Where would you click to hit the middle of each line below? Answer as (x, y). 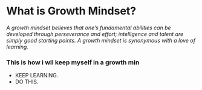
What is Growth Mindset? (71, 11)
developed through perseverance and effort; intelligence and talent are (95, 34)
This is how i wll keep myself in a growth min (73, 62)
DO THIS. (27, 82)
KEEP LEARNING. (37, 76)
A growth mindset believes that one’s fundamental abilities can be (89, 28)
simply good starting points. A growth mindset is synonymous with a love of (101, 40)
